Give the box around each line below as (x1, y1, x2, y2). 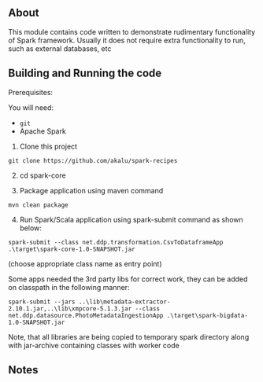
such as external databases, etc (8, 43, 112, 53)
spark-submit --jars (8, 298, 76, 306)
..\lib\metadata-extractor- (78, 298, 171, 306)
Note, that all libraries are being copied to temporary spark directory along (8, 332, 250, 341)
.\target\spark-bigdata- (166, 311, 248, 319)
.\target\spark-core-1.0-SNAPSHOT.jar (8, 245, 135, 253)
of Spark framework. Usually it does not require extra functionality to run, (8, 35, 246, 45)
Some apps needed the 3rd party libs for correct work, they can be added (8, 274, 248, 284)
